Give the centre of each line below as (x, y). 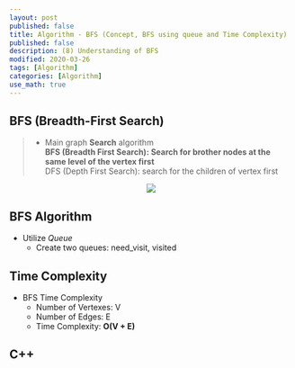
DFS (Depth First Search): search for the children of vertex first (161, 171)
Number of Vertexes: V (78, 308)
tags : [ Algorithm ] (44, 68)
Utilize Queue (47, 238)
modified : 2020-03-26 (50, 59)
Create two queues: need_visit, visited (106, 247)
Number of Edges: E (73, 317)
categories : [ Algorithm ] (56, 76)
